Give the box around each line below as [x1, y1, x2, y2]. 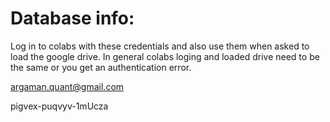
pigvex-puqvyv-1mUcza [10, 100, 109, 112]
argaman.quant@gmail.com [10, 80, 125, 92]
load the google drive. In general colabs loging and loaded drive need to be [10, 50, 320, 62]
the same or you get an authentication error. [10, 61, 192, 73]
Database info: [10, 7, 135, 30]
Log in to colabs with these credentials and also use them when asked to [10, 40, 310, 52]
